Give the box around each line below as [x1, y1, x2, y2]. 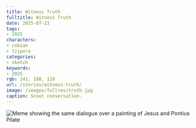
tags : [6, 25, 20, 32]
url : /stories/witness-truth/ [6, 82, 83, 88]
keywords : [6, 65, 31, 71]
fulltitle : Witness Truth [6, 14, 71, 21]
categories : [6, 54, 36, 60]
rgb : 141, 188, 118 [6, 76, 55, 82]
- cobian [6, 43, 28, 49]
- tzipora [6, 48, 31, 54]
